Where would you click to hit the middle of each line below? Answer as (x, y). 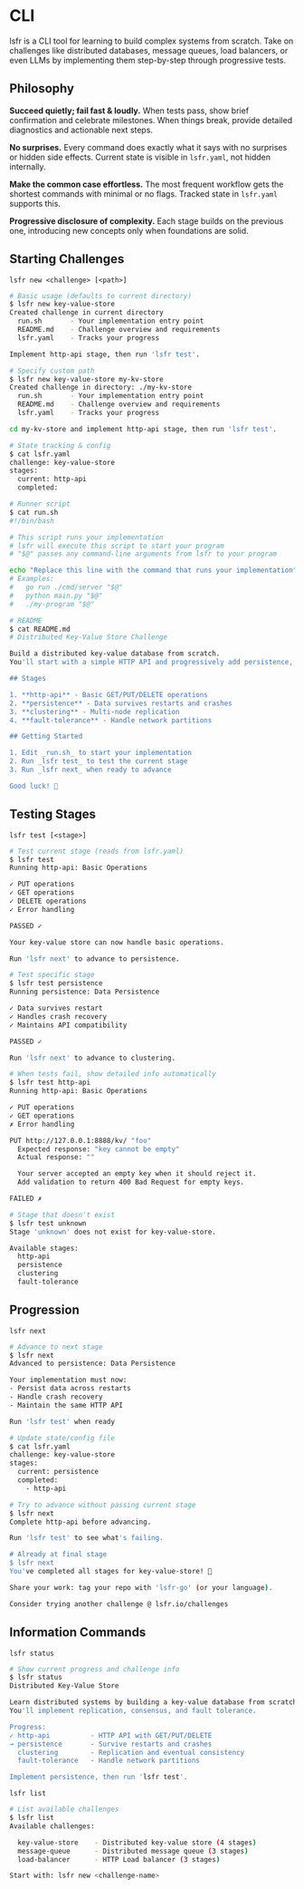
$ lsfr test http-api (50, 1083)
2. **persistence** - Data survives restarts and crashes (121, 703)
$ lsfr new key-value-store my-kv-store (87, 379)
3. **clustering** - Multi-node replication (95, 712)
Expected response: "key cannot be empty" (99, 1149)
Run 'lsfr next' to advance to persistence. (95, 959)
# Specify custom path (52, 371)
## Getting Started (46, 736)
